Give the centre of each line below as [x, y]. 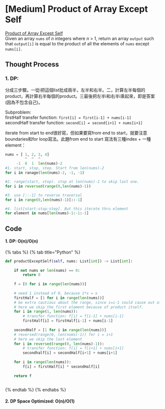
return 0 [32, 275]
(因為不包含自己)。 [24, 102]
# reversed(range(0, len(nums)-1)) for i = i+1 [63, 335]
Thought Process [32, 64]
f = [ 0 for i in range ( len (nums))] [50, 284]
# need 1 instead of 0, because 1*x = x [56, 293]
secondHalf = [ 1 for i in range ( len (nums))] [60, 330]
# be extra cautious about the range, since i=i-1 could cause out [84, 302]
